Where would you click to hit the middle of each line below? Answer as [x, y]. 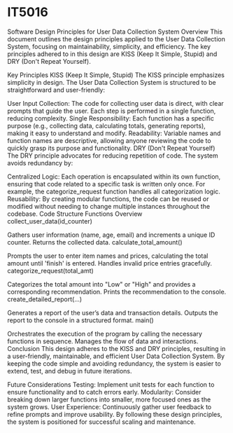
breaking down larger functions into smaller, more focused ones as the [109, 399]
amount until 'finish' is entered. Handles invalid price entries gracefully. [110, 263]
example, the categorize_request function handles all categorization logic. [114, 191]
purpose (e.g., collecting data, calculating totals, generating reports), [107, 125]
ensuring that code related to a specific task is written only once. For [106, 184]
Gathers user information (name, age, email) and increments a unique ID [111, 235]
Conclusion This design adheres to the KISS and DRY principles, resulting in [116, 348]
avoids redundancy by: [40, 163]
